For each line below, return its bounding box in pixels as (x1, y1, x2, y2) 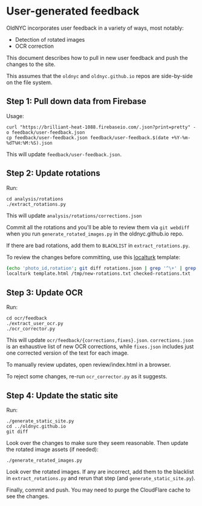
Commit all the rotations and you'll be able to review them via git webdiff (6, 223, 190, 231)
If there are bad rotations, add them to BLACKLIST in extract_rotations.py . (6, 241, 191, 249)
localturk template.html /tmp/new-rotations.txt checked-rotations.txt (6, 271, 191, 277)
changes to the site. (6, 61, 56, 68)
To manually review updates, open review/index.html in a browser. (6, 361, 171, 369)
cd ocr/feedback (6, 315, 47, 321)
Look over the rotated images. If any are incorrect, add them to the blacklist (6, 468, 195, 475)
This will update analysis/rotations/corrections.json (6, 212, 142, 219)
